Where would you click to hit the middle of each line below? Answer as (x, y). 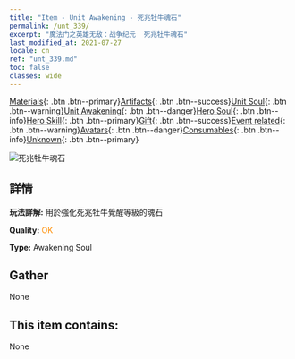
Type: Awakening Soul (51, 247)
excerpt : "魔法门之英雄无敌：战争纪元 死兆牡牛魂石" (99, 34)
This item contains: (64, 325)
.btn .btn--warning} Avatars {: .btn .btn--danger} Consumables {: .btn (133, 130)
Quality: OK (31, 230)
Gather (29, 275)
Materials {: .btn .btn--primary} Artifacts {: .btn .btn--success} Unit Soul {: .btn (148, 101)
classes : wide (36, 76)
